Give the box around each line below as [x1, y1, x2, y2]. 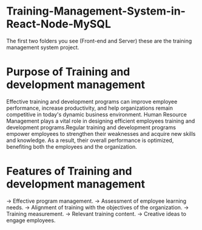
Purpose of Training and [6, 65, 130, 79]
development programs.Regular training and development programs [6, 123, 176, 131]
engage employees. [6, 217, 56, 224]
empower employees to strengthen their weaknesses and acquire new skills [6, 130, 196, 137]
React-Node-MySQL [6, 17, 111, 31]
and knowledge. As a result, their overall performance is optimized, [6, 137, 174, 144]
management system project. [6, 44, 79, 51]
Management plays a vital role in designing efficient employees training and [6, 117, 195, 124]
